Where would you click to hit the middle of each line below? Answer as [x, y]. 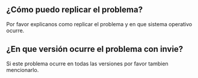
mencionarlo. [23, 70]
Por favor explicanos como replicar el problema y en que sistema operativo [99, 24]
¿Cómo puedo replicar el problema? [75, 10]
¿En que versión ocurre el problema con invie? [95, 49]
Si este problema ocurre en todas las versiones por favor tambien [87, 63]
